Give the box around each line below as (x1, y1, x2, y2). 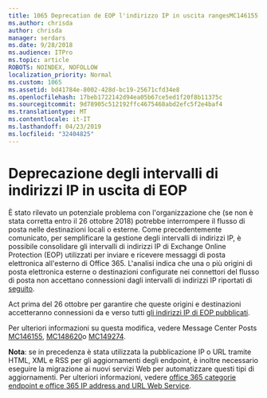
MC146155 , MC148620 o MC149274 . (8, 331, 126, 341)
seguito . (8, 283, 35, 293)
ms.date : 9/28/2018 (8, 41, 73, 49)
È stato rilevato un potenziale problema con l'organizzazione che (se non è (8, 208, 253, 217)
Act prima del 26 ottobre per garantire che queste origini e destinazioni (8, 299, 241, 309)
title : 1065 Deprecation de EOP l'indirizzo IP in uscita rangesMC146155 (8, 11, 259, 20)
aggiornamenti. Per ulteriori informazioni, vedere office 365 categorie (8, 372, 237, 382)
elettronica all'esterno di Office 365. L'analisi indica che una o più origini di (8, 258, 253, 267)
